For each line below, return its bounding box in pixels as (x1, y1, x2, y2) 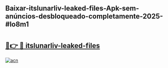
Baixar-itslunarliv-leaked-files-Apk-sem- (5, 4, 139, 13)
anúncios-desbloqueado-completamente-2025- (5, 12, 163, 21)
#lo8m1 (5, 20, 29, 29)
